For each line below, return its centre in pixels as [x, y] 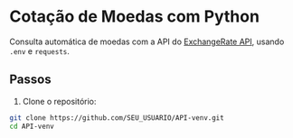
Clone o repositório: [59, 101]
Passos [30, 80]
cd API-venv [32, 126]
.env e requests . [40, 51]
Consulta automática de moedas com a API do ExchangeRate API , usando [147, 41]
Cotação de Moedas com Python [135, 17]
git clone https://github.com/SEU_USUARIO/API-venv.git [117, 118]
